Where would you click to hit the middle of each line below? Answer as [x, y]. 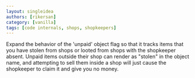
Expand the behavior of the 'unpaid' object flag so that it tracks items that [95, 44]
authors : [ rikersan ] [31, 17]
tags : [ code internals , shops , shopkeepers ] [61, 28]
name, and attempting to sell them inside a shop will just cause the [86, 63]
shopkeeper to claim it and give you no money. [62, 69]
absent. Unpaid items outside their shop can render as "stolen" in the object [97, 56]
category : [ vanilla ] [31, 22]
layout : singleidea [30, 11]
